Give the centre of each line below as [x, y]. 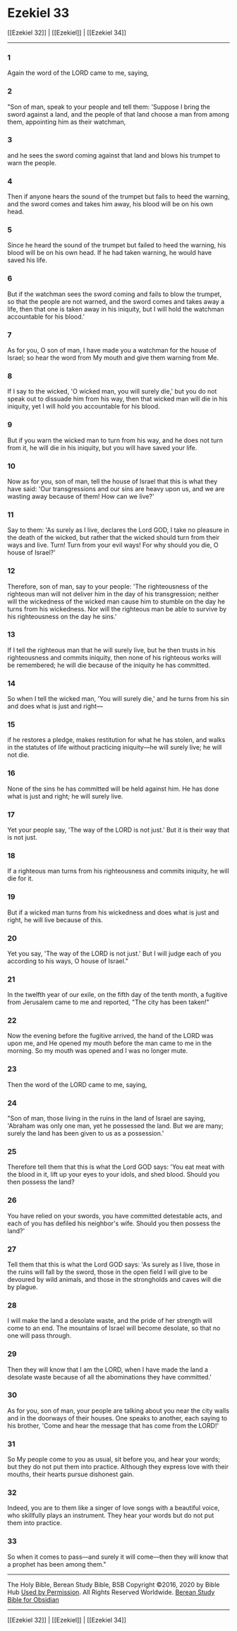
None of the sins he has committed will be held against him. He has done [113, 789]
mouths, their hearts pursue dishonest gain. [71, 1474]
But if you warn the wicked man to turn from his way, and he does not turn [115, 440]
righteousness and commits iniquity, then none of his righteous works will [114, 657]
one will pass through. [39, 1336]
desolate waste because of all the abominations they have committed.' [110, 1377]
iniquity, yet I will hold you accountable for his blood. [84, 406]
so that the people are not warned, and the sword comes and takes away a [116, 301]
